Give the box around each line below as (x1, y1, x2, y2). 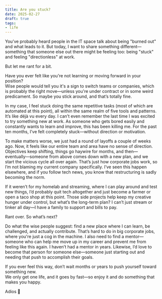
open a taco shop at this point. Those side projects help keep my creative (5, 194, 151, 200)
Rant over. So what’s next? (5, 214, 58, 220)
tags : (5, 20, 16, 26)
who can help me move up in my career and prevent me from (24, 239, 147, 245)
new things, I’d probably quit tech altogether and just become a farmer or (5, 189, 151, 195)
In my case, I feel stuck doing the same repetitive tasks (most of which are (5, 103, 153, 109)
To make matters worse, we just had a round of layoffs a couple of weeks (5, 138, 151, 144)
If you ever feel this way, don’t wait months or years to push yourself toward (5, 264, 157, 270)
